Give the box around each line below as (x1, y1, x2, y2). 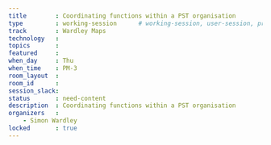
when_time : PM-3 (8, 64, 78, 72)
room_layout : (8, 72, 60, 80)
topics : (8, 42, 60, 50)
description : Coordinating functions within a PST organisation (8, 101, 236, 110)
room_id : (8, 79, 60, 87)
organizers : (8, 110, 60, 118)
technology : (8, 34, 60, 43)
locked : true (8, 124, 78, 132)
